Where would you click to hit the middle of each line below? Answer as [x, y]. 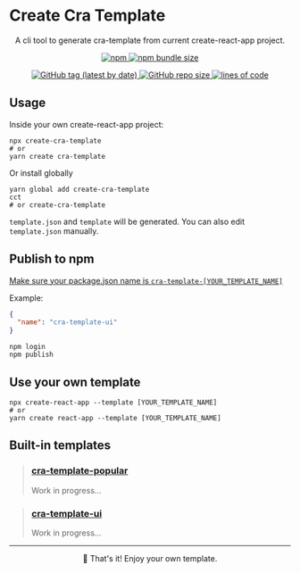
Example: [26, 298]
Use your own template [75, 382]
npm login [28, 347]
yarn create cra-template [57, 156]
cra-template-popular [79, 471]
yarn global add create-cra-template [79, 189]
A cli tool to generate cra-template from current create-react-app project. [150, 40]
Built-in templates [60, 446]
